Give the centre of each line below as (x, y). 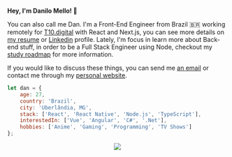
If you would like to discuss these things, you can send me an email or (108, 68)
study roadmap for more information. (60, 54)
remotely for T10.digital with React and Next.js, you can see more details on (116, 32)
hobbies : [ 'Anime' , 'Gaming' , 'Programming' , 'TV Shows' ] (106, 127)
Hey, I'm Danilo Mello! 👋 (42, 11)
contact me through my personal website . (67, 75)
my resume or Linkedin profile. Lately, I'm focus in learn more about (104, 39)
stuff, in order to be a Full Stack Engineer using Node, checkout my (116, 47)
